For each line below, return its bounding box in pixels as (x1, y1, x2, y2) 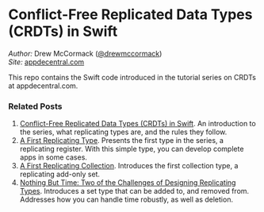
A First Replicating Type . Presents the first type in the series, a (19, 136, 224, 145)
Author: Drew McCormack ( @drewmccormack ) (8, 48, 163, 58)
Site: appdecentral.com (8, 57, 85, 67)
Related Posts (8, 101, 63, 112)
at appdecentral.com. (8, 81, 78, 91)
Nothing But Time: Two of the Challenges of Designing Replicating (19, 178, 236, 187)
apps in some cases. (19, 152, 87, 162)
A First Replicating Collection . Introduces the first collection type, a (19, 161, 239, 171)
